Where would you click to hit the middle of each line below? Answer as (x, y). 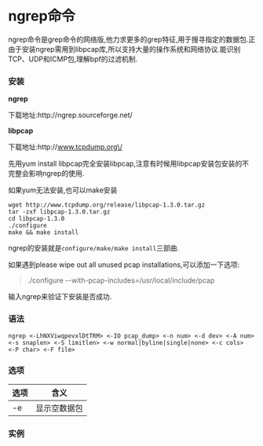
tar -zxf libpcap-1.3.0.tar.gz (59, 212)
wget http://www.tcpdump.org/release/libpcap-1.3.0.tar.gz (107, 205)
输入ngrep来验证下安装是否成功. (60, 297)
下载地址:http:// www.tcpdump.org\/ (66, 147)
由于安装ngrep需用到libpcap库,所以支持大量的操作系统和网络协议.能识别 (124, 49)
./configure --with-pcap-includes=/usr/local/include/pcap (121, 280)
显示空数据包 (60, 408)
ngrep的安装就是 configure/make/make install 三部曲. (93, 248)
